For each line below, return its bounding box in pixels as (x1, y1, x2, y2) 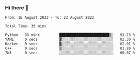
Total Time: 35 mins (5, 24, 47, 29)
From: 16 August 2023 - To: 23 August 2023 (5, 15, 94, 20)
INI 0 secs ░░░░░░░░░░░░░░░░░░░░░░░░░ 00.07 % (5, 50, 136, 55)
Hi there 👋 (5, 4, 29, 11)
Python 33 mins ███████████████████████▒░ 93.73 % (5, 33, 136, 37)
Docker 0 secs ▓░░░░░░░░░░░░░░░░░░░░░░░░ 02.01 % (5, 41, 136, 46)
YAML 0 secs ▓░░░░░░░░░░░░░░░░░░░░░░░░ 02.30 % (5, 37, 136, 42)
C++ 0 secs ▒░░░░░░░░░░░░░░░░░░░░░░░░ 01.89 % (5, 46, 136, 51)
